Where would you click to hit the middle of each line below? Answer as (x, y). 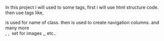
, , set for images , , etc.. (31, 33)
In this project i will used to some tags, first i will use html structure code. (82, 7)
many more (17, 28)
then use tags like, (25, 13)
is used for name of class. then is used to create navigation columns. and (82, 23)
